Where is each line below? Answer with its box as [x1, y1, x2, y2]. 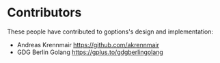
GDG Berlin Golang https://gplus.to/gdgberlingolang [16, 48, 164, 56]
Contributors [7, 5, 82, 21]
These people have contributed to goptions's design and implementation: [7, 27, 214, 36]
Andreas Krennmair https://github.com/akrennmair [16, 40, 159, 49]
